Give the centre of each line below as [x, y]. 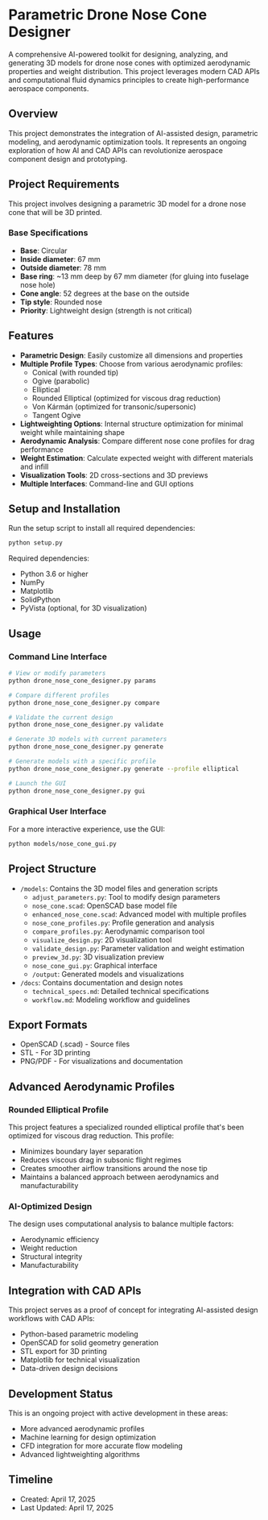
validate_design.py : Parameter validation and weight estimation [138, 948]
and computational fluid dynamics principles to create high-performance [129, 80]
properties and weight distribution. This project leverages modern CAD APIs [134, 71]
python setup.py [35, 543]
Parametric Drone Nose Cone [108, 15]
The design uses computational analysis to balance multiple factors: [121, 1224]
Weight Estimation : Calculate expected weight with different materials [136, 458]
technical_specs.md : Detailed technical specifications [120, 991]
